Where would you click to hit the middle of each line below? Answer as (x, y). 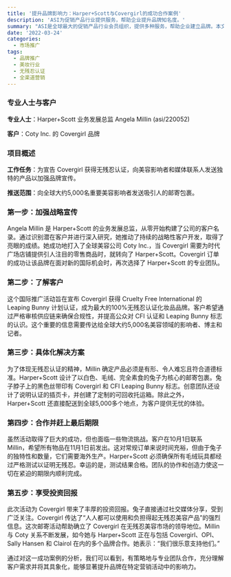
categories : (24, 39)
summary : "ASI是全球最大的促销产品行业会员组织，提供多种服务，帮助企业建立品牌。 (112, 26)
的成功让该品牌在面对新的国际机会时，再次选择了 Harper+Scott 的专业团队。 (115, 263)
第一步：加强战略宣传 (42, 212)
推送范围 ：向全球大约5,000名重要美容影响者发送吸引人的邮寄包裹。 (103, 193)
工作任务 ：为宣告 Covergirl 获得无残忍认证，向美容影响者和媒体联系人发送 (112, 169)
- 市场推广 (27, 45)
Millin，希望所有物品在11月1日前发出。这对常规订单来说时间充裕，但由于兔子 (114, 448)
